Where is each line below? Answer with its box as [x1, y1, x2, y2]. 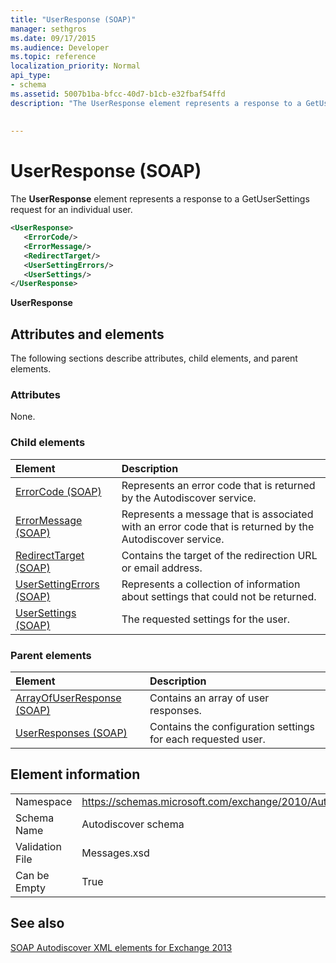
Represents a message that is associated [121, 507, 314, 521]
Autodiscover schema [81, 817, 185, 831]
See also [10, 915, 65, 932]
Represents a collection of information [121, 577, 301, 591]
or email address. [121, 561, 203, 575]
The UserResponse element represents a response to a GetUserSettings [10, 193, 310, 205]
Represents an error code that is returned [121, 478, 316, 492]
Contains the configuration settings [149, 720, 315, 734]
